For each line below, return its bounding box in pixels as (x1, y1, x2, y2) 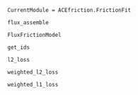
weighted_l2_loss (7, 69, 59, 76)
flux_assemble (7, 19, 50, 26)
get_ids (7, 44, 30, 51)
